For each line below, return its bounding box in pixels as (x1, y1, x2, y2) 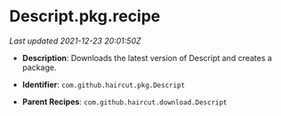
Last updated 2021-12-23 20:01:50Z (9, 35, 141, 46)
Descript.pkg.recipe (9, 6, 161, 27)
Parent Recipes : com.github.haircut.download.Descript (21, 96, 228, 107)
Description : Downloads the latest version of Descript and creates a (21, 52, 273, 63)
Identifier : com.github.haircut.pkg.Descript (21, 79, 185, 89)
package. (21, 62, 57, 73)
